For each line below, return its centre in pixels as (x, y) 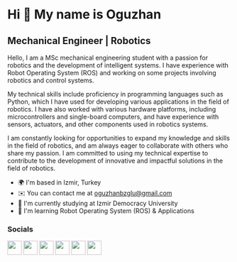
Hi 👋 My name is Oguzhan (84, 15)
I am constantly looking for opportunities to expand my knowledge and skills (119, 138)
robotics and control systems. (51, 80)
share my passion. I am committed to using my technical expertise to (108, 153)
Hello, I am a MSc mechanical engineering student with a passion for (108, 58)
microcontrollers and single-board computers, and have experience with (113, 117)
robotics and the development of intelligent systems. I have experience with (118, 65)
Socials (20, 229)
